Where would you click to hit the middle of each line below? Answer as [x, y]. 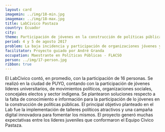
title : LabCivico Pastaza [31, 23]
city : [11, 32]
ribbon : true [18, 64]
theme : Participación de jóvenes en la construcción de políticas [74, 37]
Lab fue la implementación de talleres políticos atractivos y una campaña [79, 110]
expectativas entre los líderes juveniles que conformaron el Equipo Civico [79, 120]
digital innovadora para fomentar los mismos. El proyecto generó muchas [79, 115]
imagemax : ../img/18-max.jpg [35, 19]
